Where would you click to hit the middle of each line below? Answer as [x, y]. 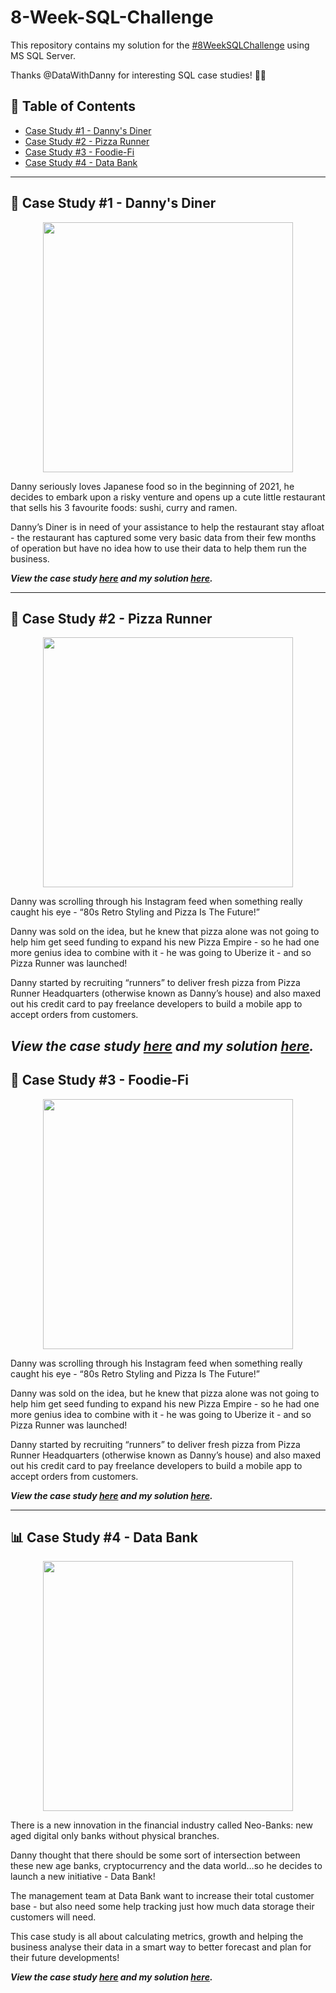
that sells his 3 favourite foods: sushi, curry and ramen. [124, 507]
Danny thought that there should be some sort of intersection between [155, 1855]
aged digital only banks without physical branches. [115, 1836]
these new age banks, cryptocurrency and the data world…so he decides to [166, 1866]
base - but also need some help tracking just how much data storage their [162, 1907]
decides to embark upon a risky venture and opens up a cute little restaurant [168, 497]
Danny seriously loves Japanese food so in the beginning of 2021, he [152, 486]
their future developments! [65, 1958]
